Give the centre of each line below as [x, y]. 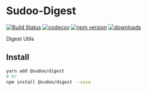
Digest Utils [20, 38]
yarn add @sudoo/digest [35, 71]
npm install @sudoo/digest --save [49, 82]
